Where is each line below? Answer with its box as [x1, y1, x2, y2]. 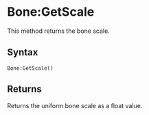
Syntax [7, 47, 38, 58]
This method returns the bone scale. [7, 27, 110, 35]
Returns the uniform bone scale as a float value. [7, 101, 143, 110]
